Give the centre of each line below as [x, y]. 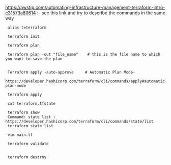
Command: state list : [32, 117]
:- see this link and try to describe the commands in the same [101, 13]
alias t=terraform [27, 28]
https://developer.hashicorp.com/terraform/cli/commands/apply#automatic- [86, 81]
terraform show [23, 112]
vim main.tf [20, 135]
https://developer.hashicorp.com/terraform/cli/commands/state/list [79, 122]
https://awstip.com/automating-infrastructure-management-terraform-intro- [85, 7]
